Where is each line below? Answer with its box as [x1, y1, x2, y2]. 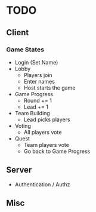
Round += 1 [23, 97, 52, 104]
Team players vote [23, 141, 70, 148]
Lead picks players [23, 116, 70, 123]
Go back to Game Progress [23, 148, 91, 155]
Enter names [23, 78, 55, 85]
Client [6, 27, 29, 38]
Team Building [14, 109, 51, 116]
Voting [14, 122, 31, 129]
